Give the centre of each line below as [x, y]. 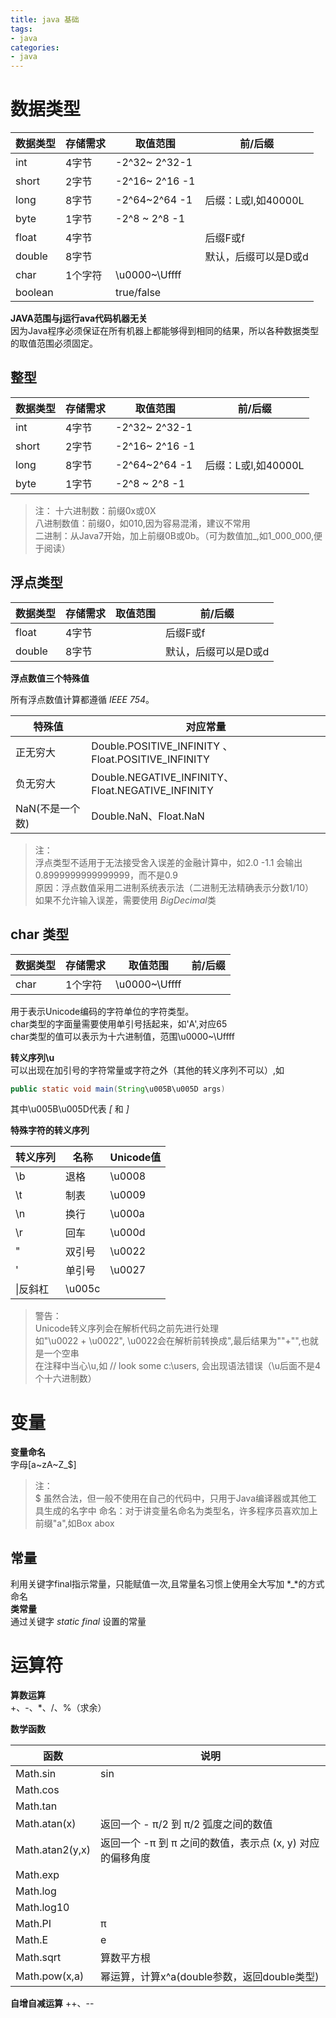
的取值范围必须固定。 [54, 343]
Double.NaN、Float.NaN [148, 816]
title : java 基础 [45, 19]
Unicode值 [135, 1158]
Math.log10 [42, 1908]
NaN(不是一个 [48, 808]
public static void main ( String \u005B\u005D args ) [118, 1089]
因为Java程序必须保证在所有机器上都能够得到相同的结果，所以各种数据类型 [165, 331]
